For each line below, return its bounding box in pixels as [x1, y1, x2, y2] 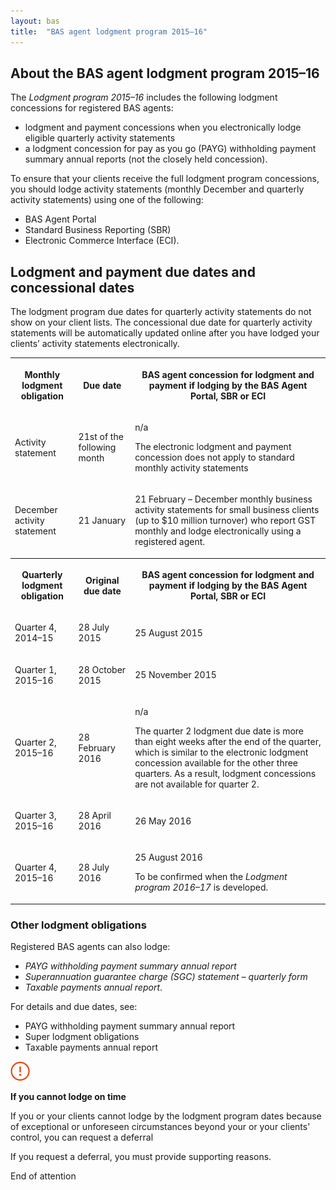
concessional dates [10, 279, 135, 296]
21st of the [78, 431, 124, 443]
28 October [78, 663, 127, 675]
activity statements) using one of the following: [10, 194, 204, 206]
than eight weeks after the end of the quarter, [134, 735, 322, 747]
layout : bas [10, 16, 60, 26]
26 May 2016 [134, 815, 192, 827]
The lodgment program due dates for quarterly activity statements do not [10, 306, 312, 318]
